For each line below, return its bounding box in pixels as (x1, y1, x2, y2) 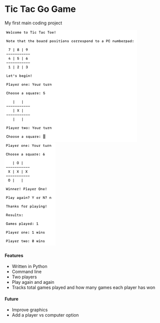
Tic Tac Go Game (4, 3, 76, 15)
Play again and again (11, 279, 55, 285)
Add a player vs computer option (11, 312, 79, 318)
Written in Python (11, 263, 48, 269)
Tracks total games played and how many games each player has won (11, 284, 156, 291)
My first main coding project (4, 20, 62, 26)
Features (4, 252, 23, 258)
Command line (11, 269, 42, 275)
